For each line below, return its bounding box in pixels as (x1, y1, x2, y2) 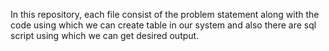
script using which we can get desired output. (10, 30, 200, 41)
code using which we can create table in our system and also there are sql (10, 19, 317, 31)
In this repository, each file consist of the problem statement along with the (10, 9, 320, 20)
